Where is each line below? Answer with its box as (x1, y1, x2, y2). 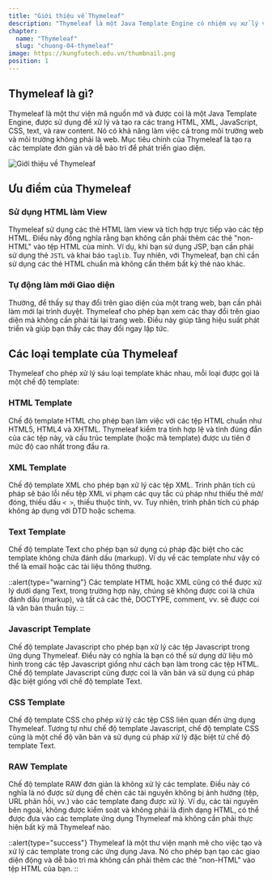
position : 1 (8, 57, 49, 66)
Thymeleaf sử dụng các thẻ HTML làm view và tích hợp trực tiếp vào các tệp (8, 224, 264, 235)
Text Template (8, 526, 66, 537)
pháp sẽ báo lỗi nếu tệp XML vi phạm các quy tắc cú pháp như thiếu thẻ (8, 489, 249, 499)
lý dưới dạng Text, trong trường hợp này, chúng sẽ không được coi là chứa (8, 586, 255, 596)
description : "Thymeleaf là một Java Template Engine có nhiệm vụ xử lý (8, 19, 259, 28)
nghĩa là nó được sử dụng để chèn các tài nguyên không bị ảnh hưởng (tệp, (8, 788, 259, 798)
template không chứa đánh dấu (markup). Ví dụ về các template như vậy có (8, 553, 261, 563)
